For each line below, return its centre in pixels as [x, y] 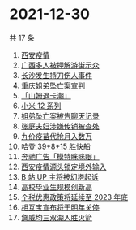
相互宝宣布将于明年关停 [60, 207]
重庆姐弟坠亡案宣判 [53, 85]
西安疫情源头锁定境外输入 [64, 167]
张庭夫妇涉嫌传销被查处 [60, 126]
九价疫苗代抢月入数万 [56, 136]
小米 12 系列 [41, 106]
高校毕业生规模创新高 [56, 187]
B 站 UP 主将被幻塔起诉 [60, 176]
